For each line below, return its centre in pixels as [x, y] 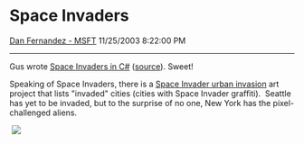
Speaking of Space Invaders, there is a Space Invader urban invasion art [144, 84]
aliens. [65, 112]
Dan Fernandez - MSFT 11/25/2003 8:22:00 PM [98, 40]
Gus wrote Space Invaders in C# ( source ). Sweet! [102, 66]
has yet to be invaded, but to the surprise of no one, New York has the [140, 103]
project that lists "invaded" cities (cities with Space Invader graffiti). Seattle [150, 93]
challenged [30, 112]
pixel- [284, 103]
